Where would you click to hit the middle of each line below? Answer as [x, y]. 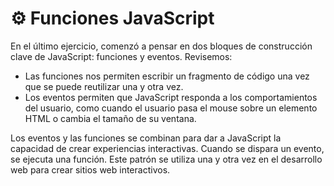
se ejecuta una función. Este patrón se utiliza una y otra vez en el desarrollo [166, 159]
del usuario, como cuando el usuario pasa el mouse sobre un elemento [171, 108]
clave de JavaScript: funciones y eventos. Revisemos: [121, 56]
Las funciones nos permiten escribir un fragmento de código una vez [167, 76]
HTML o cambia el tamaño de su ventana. [110, 118]
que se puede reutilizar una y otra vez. [104, 86]
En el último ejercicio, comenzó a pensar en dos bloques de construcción [161, 46]
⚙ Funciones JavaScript [112, 18]
